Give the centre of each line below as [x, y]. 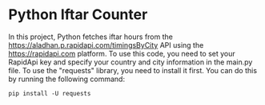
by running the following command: [67, 79]
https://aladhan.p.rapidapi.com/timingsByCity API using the [106, 45]
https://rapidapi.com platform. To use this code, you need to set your [122, 53]
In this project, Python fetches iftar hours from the [91, 37]
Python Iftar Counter [78, 15]
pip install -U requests [50, 93]
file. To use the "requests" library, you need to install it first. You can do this [133, 70]
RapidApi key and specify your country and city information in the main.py [130, 62]
